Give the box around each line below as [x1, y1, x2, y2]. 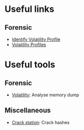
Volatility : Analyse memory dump [11, 92, 80, 98]
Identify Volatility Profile [11, 36, 61, 42]
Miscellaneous [4, 106, 51, 115]
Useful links [4, 3, 55, 15]
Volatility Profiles [11, 42, 46, 48]
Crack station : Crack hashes [11, 119, 70, 125]
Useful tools [4, 59, 55, 70]
